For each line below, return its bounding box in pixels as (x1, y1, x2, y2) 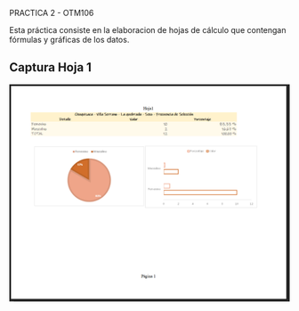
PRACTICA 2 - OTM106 (9, 8, 94, 18)
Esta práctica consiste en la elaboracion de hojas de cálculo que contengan (9, 25, 287, 35)
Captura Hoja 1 (9, 60, 92, 75)
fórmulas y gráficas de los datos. (9, 35, 130, 45)
